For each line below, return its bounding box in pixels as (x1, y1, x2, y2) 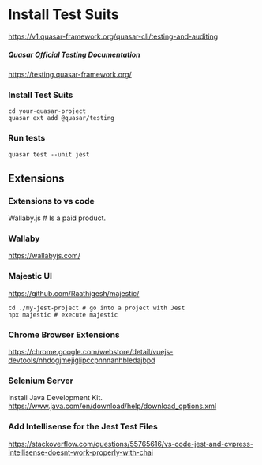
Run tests (8, 133, 46, 144)
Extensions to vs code (8, 195, 95, 206)
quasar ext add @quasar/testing (8, 114, 114, 122)
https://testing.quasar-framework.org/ (8, 69, 132, 79)
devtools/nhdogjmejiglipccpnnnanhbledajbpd (8, 355, 155, 365)
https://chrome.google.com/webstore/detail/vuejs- (8, 347, 174, 357)
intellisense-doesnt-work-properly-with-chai (8, 448, 154, 457)
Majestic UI (8, 271, 53, 282)
